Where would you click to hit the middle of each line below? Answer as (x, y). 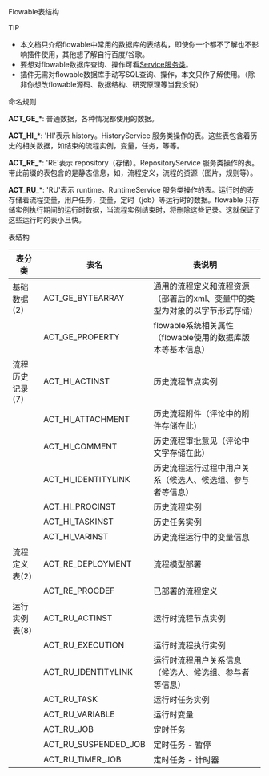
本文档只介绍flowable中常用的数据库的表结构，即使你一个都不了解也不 (136, 44)
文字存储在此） (181, 453)
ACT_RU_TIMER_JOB (82, 759)
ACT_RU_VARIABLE (79, 714)
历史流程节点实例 (185, 382)
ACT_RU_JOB (69, 729)
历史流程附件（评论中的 (197, 414)
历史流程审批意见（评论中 (201, 441)
